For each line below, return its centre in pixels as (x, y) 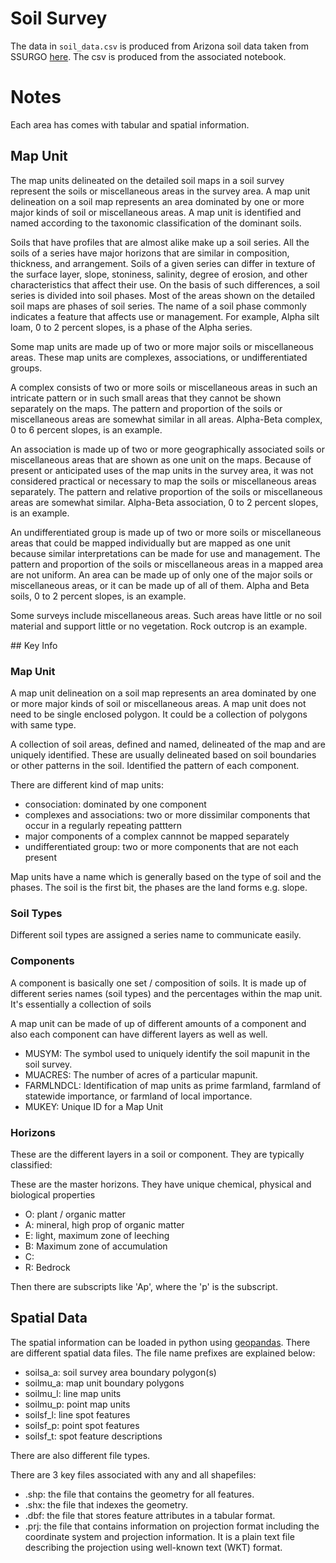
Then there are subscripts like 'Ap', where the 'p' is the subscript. (144, 1286)
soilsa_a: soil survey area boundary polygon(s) (120, 1372)
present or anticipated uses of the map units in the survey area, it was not (162, 470)
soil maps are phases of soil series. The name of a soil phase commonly (158, 306)
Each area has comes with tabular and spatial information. (130, 124)
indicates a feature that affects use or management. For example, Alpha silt (165, 316)
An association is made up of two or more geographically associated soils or (167, 449)
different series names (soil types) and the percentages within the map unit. (166, 993)
